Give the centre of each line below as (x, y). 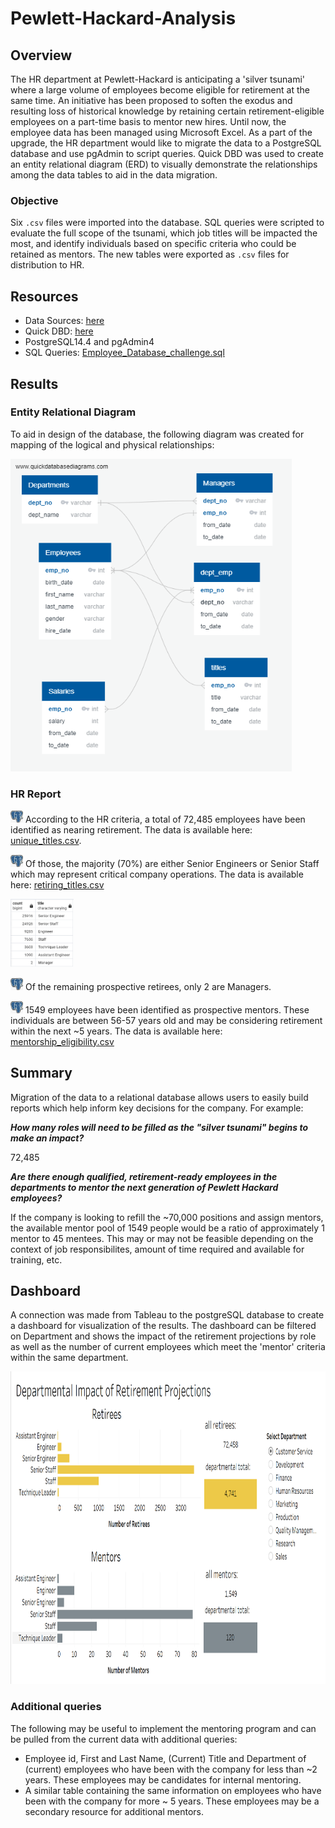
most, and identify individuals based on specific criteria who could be (153, 244)
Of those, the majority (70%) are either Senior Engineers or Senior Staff (172, 864)
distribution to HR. (47, 265)
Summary (41, 1073)
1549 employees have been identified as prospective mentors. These (167, 1009)
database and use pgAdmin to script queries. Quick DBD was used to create (167, 153)
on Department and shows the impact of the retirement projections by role (163, 1336)
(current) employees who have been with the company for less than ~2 (171, 1769)
